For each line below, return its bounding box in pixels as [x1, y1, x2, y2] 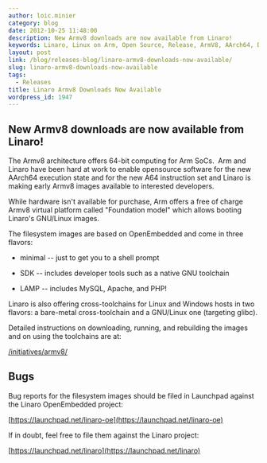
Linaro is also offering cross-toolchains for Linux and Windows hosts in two [8, 299, 255, 309]
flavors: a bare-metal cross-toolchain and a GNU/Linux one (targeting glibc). [8, 308, 258, 317]
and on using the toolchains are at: [8, 332, 122, 341]
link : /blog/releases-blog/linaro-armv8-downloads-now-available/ [8, 56, 233, 64]
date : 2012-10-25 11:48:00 [8, 26, 98, 34]
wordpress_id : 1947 [8, 93, 73, 101]
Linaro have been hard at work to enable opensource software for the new [8, 165, 252, 174]
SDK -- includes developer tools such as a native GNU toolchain [19, 268, 230, 278]
